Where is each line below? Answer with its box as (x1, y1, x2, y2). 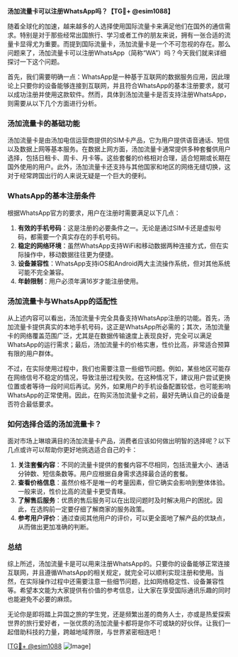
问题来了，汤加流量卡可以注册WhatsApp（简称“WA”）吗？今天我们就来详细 (7, 49, 227, 57)
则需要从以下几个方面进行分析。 (7, 99, 101, 107)
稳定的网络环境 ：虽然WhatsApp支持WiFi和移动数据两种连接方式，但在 (17, 241, 223, 250)
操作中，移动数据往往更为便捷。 (23, 250, 118, 258)
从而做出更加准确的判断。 (17, 523, 93, 531)
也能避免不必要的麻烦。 (7, 595, 76, 604)
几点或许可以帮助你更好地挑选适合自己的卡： (7, 446, 138, 454)
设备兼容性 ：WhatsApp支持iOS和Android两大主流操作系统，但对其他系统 (17, 259, 231, 267)
